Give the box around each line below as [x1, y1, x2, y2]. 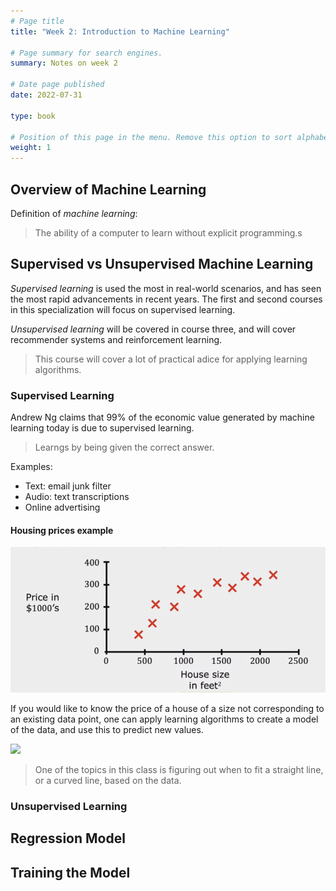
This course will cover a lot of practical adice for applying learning [34, 353, 308, 365]
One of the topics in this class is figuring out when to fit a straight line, [34, 763, 324, 775]
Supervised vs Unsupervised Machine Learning [10, 256, 314, 273]
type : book [10, 111, 56, 121]
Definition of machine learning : [10, 207, 138, 219]
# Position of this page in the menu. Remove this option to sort [10, 132, 293, 142]
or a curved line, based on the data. [34, 774, 182, 786]
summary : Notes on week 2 [10, 58, 118, 69]
